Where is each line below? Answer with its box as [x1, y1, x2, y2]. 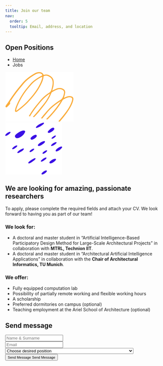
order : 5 [9, 19, 28, 24]
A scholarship [12, 296, 41, 302]
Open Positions [5, 43, 54, 52]
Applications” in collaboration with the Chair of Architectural [12, 256, 138, 262]
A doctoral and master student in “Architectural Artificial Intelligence [12, 251, 152, 257]
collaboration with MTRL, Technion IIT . [12, 246, 93, 252]
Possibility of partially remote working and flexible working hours [12, 291, 146, 297]
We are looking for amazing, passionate [5, 184, 131, 193]
